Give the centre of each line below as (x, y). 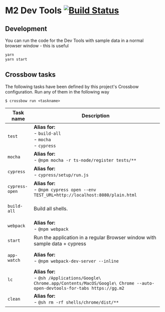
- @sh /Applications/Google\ (68, 278)
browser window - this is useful (37, 46)
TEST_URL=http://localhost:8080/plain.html (85, 195)
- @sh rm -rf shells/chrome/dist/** (76, 302)
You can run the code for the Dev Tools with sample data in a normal (74, 40)
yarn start (16, 59)
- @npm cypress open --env (65, 189)
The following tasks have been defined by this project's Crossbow (72, 87)
